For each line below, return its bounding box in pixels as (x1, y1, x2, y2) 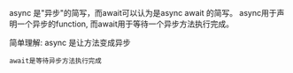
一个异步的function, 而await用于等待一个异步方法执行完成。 (16, 18, 235, 29)
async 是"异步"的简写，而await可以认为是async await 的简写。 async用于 (9, 8, 277, 18)
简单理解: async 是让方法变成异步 (9, 38, 131, 47)
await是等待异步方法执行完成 (9, 56, 102, 65)
